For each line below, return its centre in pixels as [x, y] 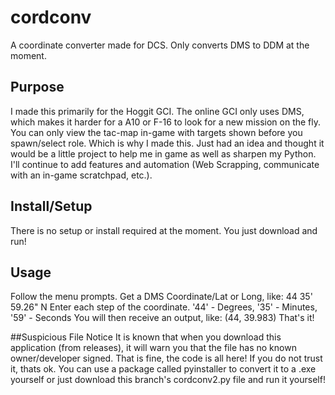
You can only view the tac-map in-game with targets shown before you [156, 132]
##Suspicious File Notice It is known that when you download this [146, 337]
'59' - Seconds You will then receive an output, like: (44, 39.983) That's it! [162, 318]
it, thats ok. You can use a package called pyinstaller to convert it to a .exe [163, 369]
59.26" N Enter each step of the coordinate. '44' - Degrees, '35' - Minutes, [164, 307]
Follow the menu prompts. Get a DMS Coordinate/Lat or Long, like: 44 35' [161, 297]
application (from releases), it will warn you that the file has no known [153, 348]
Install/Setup [51, 206]
